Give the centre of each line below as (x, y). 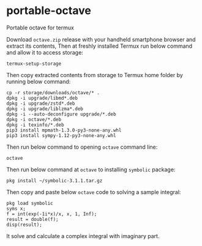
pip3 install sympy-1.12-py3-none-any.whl (61, 135)
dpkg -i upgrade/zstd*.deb (41, 103)
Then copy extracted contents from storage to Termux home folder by (95, 75)
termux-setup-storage (34, 64)
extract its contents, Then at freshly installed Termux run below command (99, 46)
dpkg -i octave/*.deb (34, 119)
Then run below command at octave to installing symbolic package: (91, 170)
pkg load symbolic (30, 203)
